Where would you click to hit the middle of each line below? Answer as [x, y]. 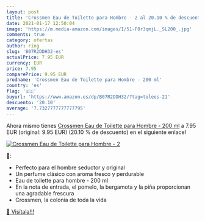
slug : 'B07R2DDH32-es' [35, 52]
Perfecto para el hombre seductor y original [70, 167]
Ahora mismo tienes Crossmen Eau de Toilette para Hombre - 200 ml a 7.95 [101, 125]
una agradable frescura [45, 193]
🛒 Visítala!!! [20, 211]
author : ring [23, 46]
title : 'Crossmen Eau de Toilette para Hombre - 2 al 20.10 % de [91, 18]
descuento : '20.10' [31, 102]
